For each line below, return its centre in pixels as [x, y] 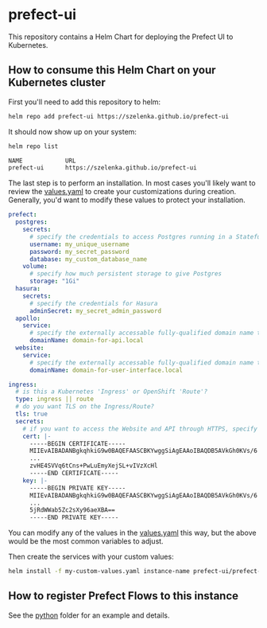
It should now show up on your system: [73, 131]
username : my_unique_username [79, 244]
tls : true [31, 414]
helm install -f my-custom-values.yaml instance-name [99, 571]
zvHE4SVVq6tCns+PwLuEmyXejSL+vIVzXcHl [93, 466]
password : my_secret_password [79, 252]
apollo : [28, 318]
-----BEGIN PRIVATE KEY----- [77, 488]
